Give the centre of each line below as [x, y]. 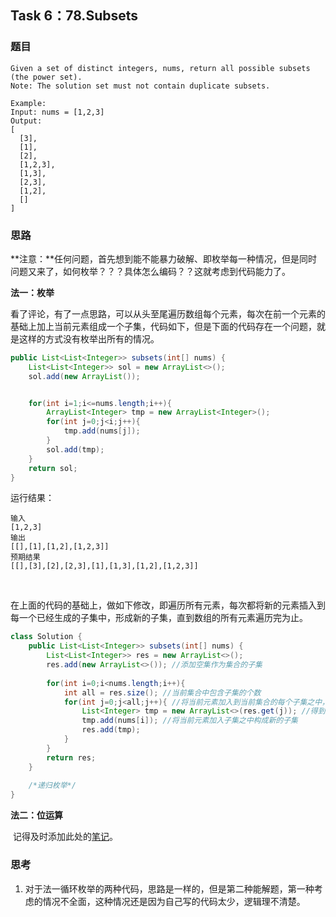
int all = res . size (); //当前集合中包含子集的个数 [162, 692]
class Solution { [46, 637]
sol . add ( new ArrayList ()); [84, 376]
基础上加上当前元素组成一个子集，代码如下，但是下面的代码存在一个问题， [163, 326]
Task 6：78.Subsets [74, 16]
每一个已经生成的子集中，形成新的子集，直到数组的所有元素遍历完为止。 [159, 618]
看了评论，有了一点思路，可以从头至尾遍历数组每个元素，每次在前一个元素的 [168, 313]
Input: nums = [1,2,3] [57, 112]
